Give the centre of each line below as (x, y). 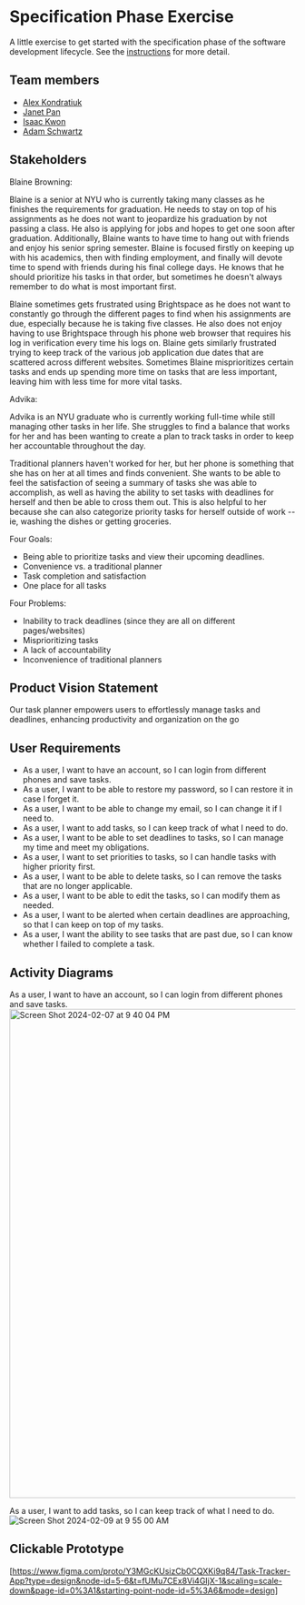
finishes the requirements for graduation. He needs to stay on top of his (143, 209)
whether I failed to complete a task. (89, 944)
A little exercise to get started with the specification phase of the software (148, 42)
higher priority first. (59, 867)
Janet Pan (41, 112)
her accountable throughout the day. (78, 445)
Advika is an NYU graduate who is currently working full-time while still (142, 417)
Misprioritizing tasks (60, 640)
